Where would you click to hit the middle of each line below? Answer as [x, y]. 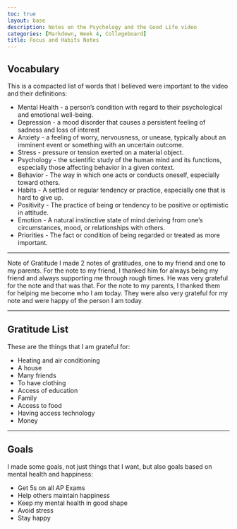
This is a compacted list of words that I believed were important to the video [118, 86]
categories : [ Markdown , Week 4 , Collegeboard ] [77, 34]
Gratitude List [38, 330]
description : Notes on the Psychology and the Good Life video [102, 27]
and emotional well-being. [55, 115]
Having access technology [56, 413]
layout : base [26, 21]
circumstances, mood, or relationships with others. [91, 227]
